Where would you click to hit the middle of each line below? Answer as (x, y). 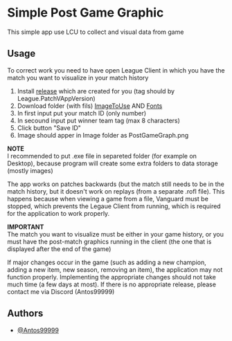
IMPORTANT (26, 227)
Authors (25, 314)
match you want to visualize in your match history (78, 77)
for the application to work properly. (59, 213)
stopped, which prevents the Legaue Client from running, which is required (114, 206)
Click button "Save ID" (49, 128)
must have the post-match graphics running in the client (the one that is (109, 241)
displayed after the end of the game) (59, 249)
